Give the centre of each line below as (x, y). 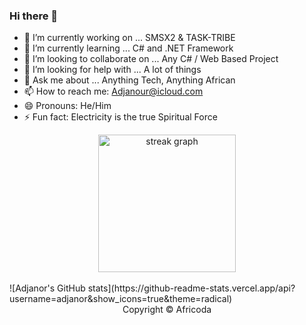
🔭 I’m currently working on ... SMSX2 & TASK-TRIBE (129, 38)
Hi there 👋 (34, 16)
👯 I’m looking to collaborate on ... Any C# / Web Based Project (151, 59)
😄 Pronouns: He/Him (67, 106)
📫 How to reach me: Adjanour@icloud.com (113, 91)
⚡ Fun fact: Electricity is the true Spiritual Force (120, 117)
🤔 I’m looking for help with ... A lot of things (112, 70)
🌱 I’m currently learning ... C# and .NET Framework (128, 48)
